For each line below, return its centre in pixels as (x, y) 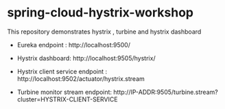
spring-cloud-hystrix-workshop (100, 13)
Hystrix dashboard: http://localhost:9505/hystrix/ (86, 58)
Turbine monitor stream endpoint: (64, 92)
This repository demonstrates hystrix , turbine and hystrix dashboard (104, 32)
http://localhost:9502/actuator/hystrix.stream (81, 78)
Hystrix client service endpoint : (62, 71)
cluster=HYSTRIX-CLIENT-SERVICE (67, 99)
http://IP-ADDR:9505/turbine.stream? (165, 92)
